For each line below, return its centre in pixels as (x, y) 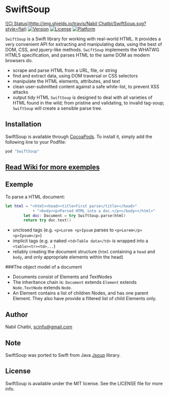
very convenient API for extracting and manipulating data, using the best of (84, 44)
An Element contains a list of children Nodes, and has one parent (80, 293)
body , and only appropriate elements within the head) (68, 257)
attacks (20, 92)
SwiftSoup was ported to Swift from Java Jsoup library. (63, 355)
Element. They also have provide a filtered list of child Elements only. (84, 299)
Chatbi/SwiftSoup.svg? (122, 23)
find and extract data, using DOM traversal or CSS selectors (75, 75)
